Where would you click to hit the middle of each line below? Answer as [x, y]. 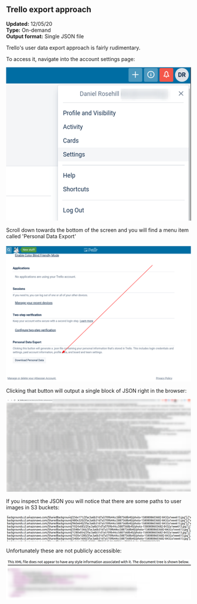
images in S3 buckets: [33, 508]
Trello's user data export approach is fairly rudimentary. [73, 48]
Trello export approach [49, 10]
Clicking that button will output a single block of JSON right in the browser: [96, 390]
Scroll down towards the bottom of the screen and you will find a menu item [98, 230]
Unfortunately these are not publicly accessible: [64, 551]
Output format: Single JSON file [45, 36]
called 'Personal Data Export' [41, 237]
